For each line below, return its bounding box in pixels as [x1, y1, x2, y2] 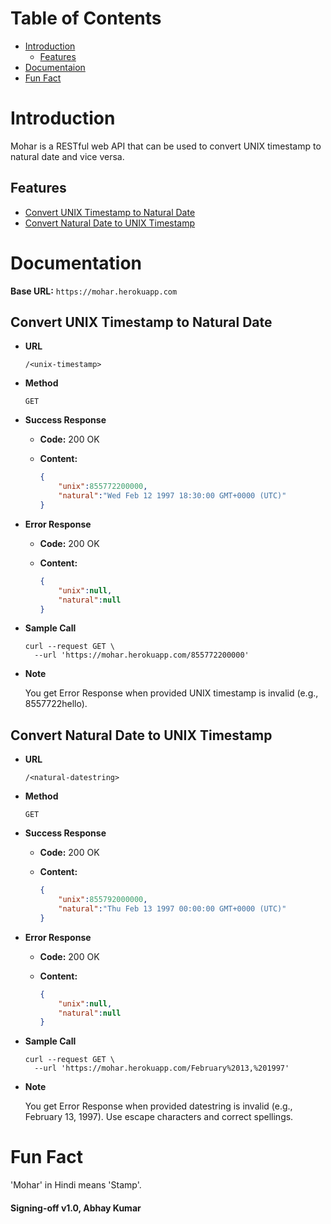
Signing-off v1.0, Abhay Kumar [10, 1202, 142, 1214]
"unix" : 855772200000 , [58, 482, 148, 492]
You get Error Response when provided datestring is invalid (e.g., [24, 1100, 293, 1112]
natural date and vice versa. [10, 150, 125, 162]
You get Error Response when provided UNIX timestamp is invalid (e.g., [24, 687, 319, 699]
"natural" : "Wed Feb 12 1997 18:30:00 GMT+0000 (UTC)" [58, 491, 287, 501]
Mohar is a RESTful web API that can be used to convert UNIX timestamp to [10, 140, 322, 152]
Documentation [10, 252, 143, 274]
